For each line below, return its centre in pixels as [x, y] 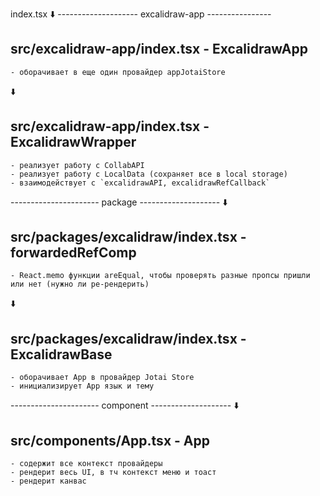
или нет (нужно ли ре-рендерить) [80, 284]
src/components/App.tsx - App [110, 440]
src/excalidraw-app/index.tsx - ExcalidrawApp [159, 49]
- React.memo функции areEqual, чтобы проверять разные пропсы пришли [160, 276]
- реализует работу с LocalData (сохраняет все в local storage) [149, 174]
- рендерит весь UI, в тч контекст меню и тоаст [113, 473]
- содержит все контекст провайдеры [86, 464]
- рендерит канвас [48, 481]
